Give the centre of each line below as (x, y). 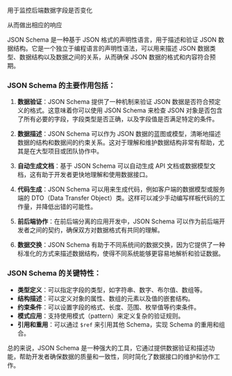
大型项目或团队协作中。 (69, 151)
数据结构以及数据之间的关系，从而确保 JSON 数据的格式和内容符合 (115, 57)
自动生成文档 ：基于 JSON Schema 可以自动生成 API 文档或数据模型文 (116, 166)
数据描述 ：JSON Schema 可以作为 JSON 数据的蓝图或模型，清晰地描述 (119, 134)
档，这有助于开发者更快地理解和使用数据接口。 (84, 175)
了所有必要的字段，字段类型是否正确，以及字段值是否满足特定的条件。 (118, 119)
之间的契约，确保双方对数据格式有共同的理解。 (97, 230)
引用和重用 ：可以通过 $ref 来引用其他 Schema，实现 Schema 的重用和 (118, 324)
